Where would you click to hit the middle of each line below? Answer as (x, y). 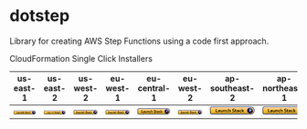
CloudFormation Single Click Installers (81, 58)
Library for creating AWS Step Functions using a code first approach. (139, 41)
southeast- (233, 88)
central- (154, 88)
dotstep (40, 16)
